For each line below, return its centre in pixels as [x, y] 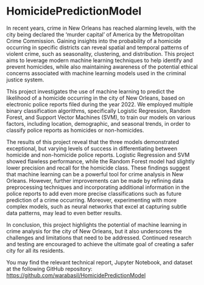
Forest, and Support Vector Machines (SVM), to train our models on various [101, 117]
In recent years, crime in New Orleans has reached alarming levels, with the [101, 28]
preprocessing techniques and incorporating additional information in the [98, 187]
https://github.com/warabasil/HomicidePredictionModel [76, 275]
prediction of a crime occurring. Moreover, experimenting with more [92, 200]
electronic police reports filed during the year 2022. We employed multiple [100, 104]
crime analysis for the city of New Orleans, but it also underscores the [94, 231]
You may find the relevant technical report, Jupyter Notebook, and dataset [100, 262]
